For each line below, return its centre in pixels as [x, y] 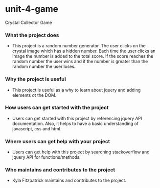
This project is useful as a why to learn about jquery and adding [76, 90]
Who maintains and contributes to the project [60, 170]
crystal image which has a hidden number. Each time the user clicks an [84, 51]
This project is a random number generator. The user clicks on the [79, 46]
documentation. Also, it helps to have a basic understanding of [75, 124]
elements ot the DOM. [34, 95]
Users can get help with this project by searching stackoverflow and [81, 152]
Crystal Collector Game [29, 22]
